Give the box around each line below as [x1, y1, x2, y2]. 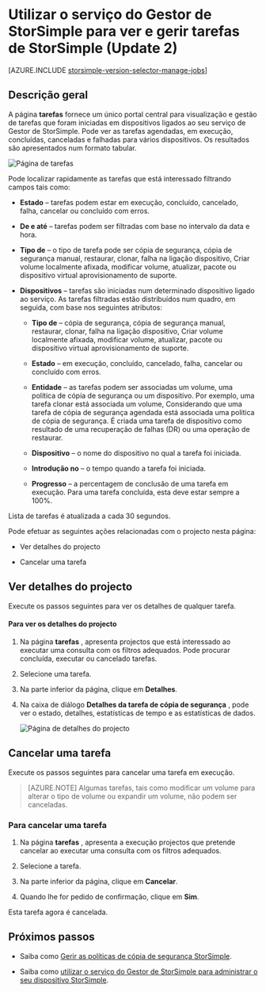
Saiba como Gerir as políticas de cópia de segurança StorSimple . [19, 951, 232, 960]
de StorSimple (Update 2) [8, 40, 178, 57]
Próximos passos [8, 930, 95, 944]
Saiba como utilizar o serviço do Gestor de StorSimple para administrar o [19, 967, 258, 976]
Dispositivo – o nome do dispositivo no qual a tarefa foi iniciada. [31, 448, 241, 457]
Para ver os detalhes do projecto [8, 620, 117, 629]
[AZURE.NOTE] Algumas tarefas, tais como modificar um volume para [27, 783, 256, 792]
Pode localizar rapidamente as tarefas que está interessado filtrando [8, 174, 232, 183]
